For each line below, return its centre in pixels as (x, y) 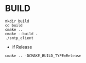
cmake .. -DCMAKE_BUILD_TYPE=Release (43, 56)
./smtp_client (19, 38)
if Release (22, 47)
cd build (14, 25)
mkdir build (17, 21)
